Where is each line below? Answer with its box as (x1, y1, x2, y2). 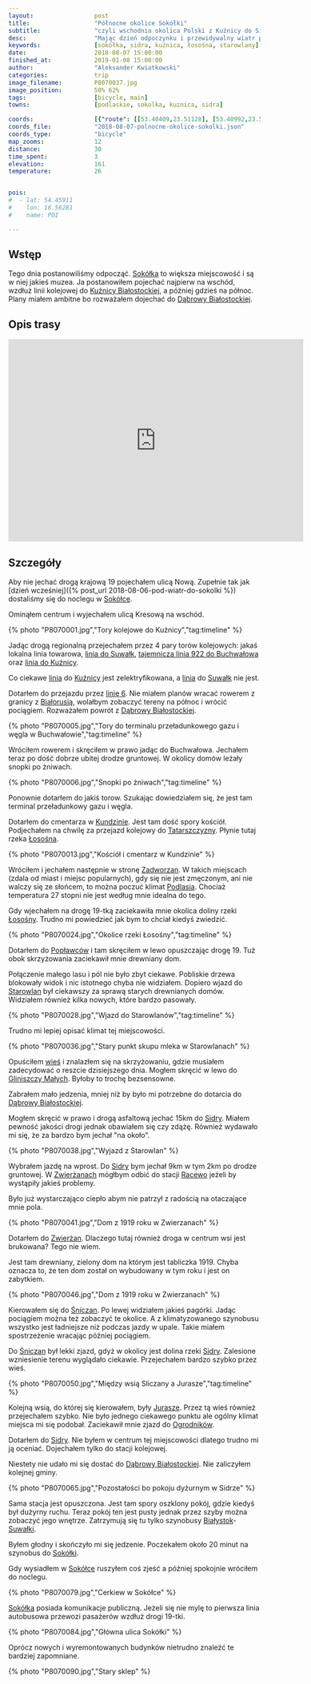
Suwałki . (8, 1524, 37, 1534)
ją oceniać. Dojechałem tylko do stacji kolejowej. (8, 1444, 168, 1454)
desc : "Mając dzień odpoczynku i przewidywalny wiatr (8, 34, 256, 42)
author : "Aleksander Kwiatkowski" (8, 64, 181, 72)
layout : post (8, 11, 110, 20)
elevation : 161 (8, 160, 106, 168)
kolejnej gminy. (8, 1468, 58, 1478)
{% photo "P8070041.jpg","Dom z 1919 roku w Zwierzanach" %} (8, 1218, 219, 1227)
